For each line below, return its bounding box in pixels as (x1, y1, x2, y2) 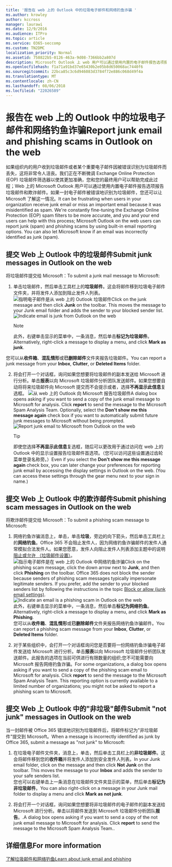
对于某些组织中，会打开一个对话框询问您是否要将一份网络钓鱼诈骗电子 (13, 642, 161, 648)
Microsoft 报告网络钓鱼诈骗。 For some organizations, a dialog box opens (13, 661, 167, 667)
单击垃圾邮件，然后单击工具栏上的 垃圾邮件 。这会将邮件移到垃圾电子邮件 (13, 284, 165, 290)
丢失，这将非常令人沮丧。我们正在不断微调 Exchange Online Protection (6, 170, 155, 177)
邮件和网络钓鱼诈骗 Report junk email (6, 125, 162, 136)
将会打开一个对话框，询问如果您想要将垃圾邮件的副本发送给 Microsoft (13, 371, 160, 378)
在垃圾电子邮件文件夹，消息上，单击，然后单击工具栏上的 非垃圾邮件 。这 (13, 750, 165, 756)
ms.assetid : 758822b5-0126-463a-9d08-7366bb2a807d (6, 55, 116, 60)
